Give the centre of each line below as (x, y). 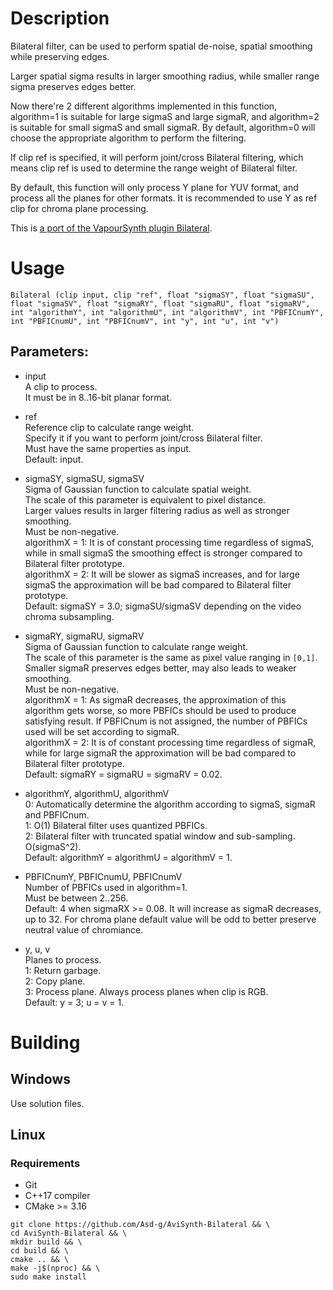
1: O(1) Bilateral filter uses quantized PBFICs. (116, 825)
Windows (40, 1079)
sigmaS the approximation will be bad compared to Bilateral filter (158, 584)
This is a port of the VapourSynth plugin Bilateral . (111, 228)
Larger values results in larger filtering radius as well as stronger (157, 510)
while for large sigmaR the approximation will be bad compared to (160, 753)
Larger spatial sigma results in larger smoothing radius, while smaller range (165, 76)
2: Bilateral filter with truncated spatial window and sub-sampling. (160, 836)
